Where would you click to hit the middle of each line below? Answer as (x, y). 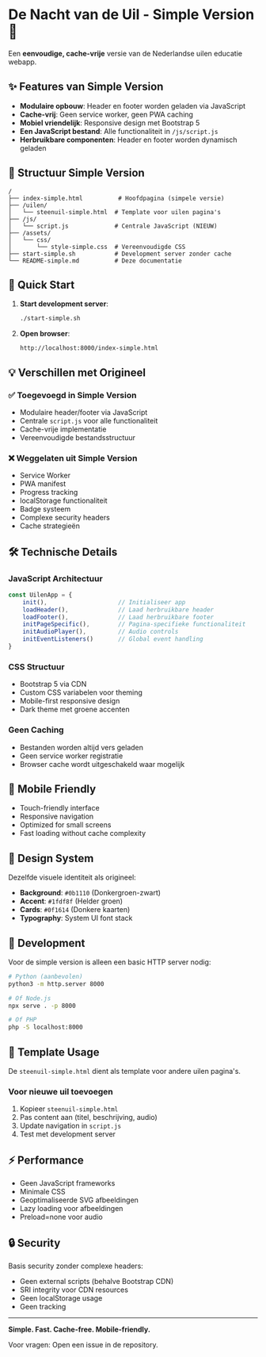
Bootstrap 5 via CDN (53, 684)
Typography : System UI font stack (76, 918)
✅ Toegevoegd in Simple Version (72, 395)
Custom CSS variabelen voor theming (81, 692)
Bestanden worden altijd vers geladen (82, 747)
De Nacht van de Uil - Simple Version (131, 15)
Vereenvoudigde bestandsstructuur (78, 437)
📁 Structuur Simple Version (76, 173)
